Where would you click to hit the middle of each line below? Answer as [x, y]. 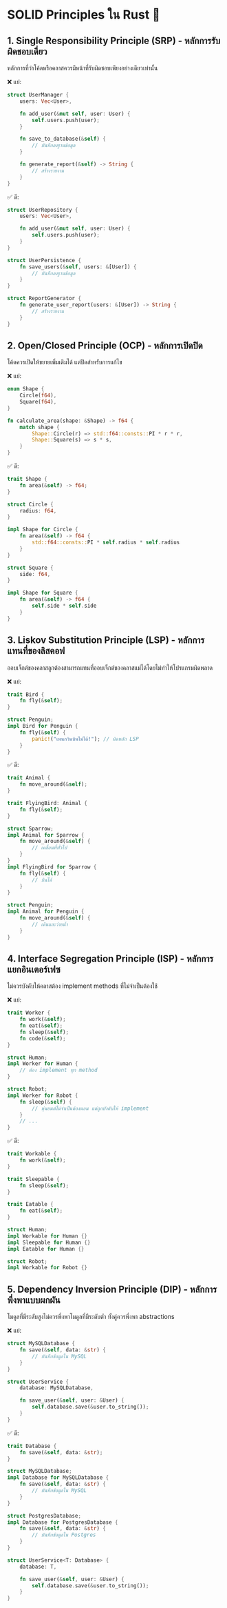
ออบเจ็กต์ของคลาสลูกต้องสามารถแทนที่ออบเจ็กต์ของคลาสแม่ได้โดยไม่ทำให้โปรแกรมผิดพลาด [110, 667]
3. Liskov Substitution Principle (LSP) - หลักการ [106, 641]
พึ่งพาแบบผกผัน [34, 1300]
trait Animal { [29, 778]
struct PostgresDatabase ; [44, 1516]
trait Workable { [32, 1154]
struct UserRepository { [43, 210]
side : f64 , [35, 574]
